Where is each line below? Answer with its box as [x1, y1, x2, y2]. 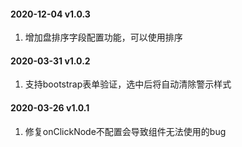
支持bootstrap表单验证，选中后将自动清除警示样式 [24, 78, 232, 90]
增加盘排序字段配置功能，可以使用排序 [24, 31, 183, 44]
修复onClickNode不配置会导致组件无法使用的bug [24, 125, 227, 137]
